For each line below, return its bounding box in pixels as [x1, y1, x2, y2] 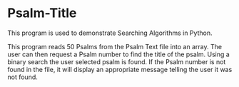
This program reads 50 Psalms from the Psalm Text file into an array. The [7, 42, 223, 51]
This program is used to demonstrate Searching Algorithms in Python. [7, 29, 213, 37]
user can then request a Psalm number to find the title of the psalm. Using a [7, 50, 230, 58]
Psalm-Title [7, 5, 77, 21]
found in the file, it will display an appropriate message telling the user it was [7, 65, 233, 73]
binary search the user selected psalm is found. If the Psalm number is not [7, 57, 226, 66]
